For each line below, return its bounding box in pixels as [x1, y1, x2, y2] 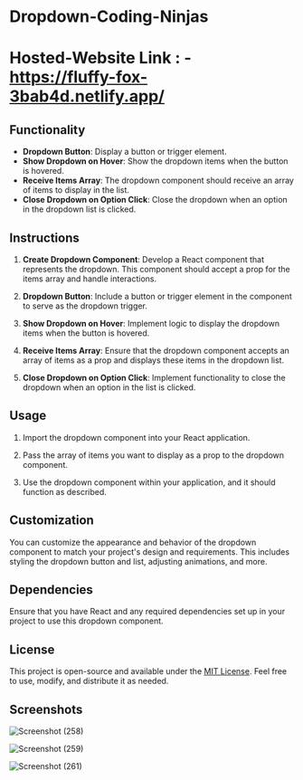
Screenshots [9, 701, 83, 717]
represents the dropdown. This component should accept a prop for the [22, 264, 291, 274]
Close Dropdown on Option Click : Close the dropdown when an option [22, 195, 288, 205]
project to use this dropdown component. [9, 615, 165, 626]
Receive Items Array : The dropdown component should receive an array [22, 175, 294, 186]
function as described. [22, 486, 107, 497]
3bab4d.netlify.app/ [9, 86, 166, 107]
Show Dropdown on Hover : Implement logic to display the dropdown [22, 319, 280, 328]
